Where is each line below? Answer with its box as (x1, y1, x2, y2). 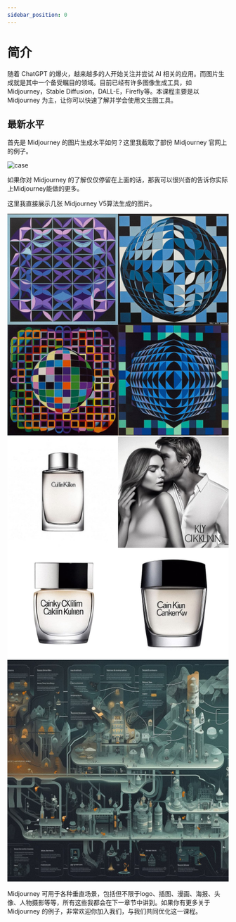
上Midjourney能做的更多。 (7, 184, 84, 193)
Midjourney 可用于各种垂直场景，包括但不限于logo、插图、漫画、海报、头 (7, 890, 221, 898)
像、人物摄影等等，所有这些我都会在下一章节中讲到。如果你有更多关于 (7, 898, 211, 907)
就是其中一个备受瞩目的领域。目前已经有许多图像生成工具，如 (13, 78, 192, 87)
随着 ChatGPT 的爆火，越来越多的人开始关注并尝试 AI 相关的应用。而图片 (7, 69, 219, 77)
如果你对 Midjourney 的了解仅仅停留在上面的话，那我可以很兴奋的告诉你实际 (7, 176, 228, 184)
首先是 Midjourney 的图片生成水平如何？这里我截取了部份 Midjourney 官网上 (7, 138, 228, 147)
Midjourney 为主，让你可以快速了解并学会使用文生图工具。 (7, 96, 178, 104)
